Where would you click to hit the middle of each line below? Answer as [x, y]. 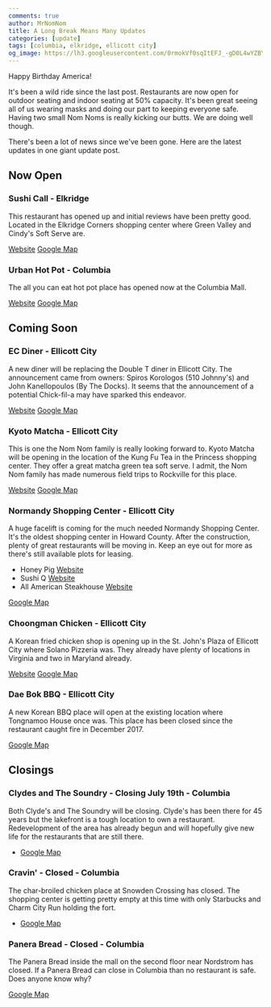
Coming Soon [43, 329]
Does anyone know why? [50, 979]
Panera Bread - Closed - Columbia [76, 944]
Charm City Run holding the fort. [62, 907]
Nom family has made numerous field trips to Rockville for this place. [123, 474]
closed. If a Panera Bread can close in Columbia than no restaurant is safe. [132, 970]
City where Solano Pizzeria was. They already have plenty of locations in [129, 649]
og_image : [25, 53]
